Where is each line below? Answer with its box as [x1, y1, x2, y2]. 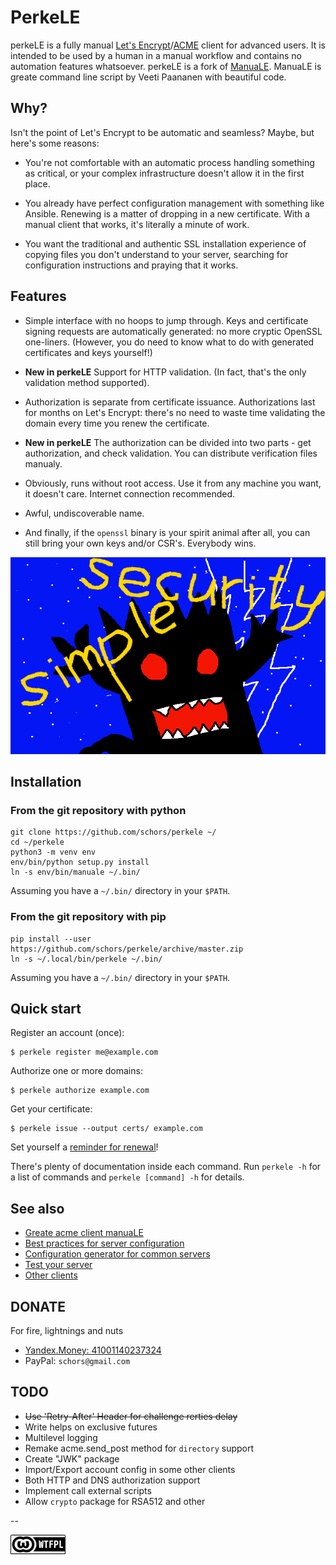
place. [24, 177, 51, 190]
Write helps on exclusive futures [24, 1421, 158, 1433]
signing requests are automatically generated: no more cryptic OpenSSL [24, 325, 323, 337]
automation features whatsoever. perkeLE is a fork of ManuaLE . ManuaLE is [10, 60, 322, 72]
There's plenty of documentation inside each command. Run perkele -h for [10, 1161, 322, 1173]
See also [10, 1200, 65, 1217]
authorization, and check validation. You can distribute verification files [24, 447, 318, 459]
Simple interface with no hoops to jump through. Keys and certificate [24, 314, 309, 326]
